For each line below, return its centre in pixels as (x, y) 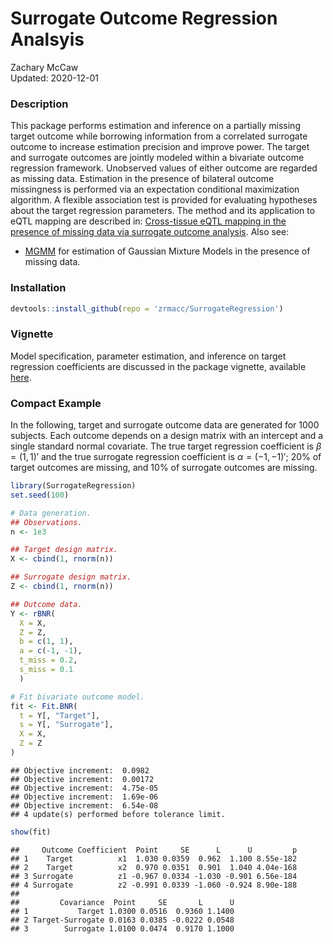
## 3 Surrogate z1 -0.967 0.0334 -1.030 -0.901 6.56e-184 (154, 876)
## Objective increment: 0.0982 (80, 770)
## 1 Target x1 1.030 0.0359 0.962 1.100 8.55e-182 (154, 858)
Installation (38, 288)
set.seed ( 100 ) (40, 495)
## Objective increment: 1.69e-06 (84, 797)
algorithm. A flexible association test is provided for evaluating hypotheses (164, 200)
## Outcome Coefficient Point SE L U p (154, 850)
